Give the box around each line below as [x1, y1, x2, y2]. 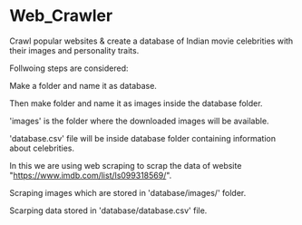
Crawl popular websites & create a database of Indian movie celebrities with [9, 35, 294, 46]
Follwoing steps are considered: [9, 63, 129, 73]
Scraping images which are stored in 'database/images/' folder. [9, 187, 247, 198]
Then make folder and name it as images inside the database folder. [9, 97, 263, 109]
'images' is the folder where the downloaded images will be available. [9, 115, 269, 126]
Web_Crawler [9, 5, 113, 26]
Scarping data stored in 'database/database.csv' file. [9, 205, 208, 216]
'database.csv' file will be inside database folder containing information [9, 132, 277, 143]
